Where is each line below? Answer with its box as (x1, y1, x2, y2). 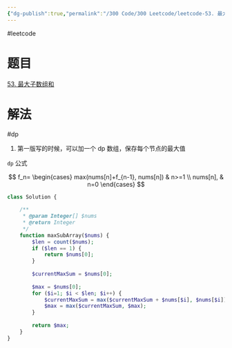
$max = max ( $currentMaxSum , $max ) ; (43, 302, 147, 310)
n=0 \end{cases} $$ (87, 180, 145, 188)
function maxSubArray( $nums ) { (19, 232, 110, 239)
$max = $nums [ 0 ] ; (32, 283, 81, 291)
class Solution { (7, 193, 57, 201)
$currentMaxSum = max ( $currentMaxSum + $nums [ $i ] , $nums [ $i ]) (43, 296, 227, 303)
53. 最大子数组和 (7, 80, 55, 88)
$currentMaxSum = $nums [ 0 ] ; (32, 271, 113, 277)
